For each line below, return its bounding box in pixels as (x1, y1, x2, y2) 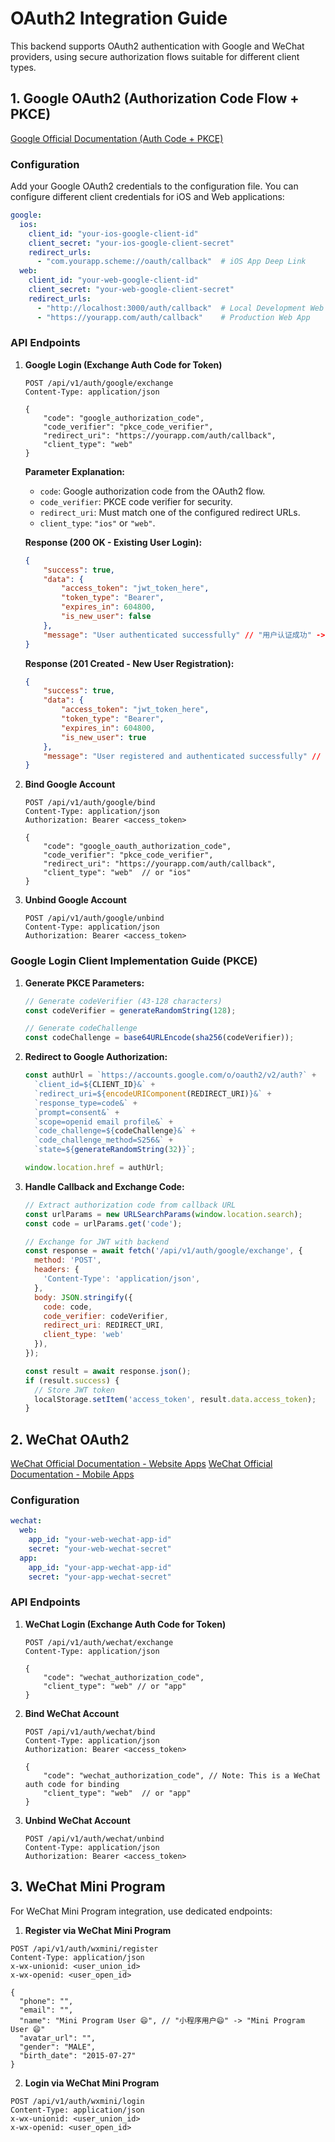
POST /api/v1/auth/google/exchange (24, 378, 174, 388)
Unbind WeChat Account (24, 1814, 131, 1826)
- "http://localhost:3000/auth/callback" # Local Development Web (36, 303, 325, 313)
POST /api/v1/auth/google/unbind (24, 913, 165, 924)
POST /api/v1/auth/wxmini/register (10, 1943, 159, 1954)
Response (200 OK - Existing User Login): (24, 536, 203, 548)
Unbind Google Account (24, 894, 127, 906)
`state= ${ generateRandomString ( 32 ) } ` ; (34, 1145, 196, 1155)
